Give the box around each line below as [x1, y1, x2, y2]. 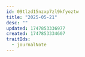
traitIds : [6, 36, 31, 42]
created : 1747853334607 [6, 31, 66, 37]
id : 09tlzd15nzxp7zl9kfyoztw [6, 8, 79, 15]
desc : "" [6, 20, 28, 26]
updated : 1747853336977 [6, 25, 66, 31]
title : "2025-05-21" [6, 14, 58, 20]
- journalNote [11, 42, 47, 48]
